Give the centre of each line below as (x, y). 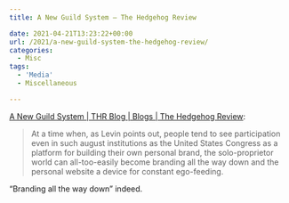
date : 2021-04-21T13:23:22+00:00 (71, 33)
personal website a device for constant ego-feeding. (127, 171)
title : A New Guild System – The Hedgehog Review (103, 17)
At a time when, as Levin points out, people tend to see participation (156, 134)
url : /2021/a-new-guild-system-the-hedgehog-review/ (109, 42)
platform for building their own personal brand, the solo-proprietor (152, 152)
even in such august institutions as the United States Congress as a (154, 142)
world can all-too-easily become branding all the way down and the (155, 162)
